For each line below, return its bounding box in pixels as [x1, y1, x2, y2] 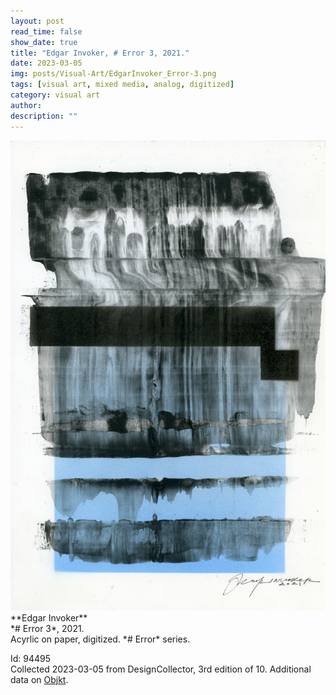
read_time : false [10, 26, 83, 37]
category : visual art [10, 90, 101, 100]
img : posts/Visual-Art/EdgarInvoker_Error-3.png [10, 69, 217, 79]
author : [10, 100, 43, 110]
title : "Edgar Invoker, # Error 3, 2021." [10, 48, 190, 58]
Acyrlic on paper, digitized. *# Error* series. [10, 633, 191, 645]
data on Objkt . [10, 673, 69, 685]
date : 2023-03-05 [10, 58, 83, 69]
